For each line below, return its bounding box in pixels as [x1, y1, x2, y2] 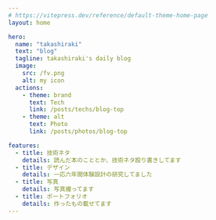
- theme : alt [22, 113, 65, 121]
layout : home [8, 19, 51, 27]
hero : [8, 33, 26, 41]
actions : [15, 84, 44, 92]
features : [8, 142, 41, 150]
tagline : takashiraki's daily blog [15, 55, 131, 63]
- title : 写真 [15, 178, 59, 186]
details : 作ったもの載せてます [22, 200, 112, 207]
